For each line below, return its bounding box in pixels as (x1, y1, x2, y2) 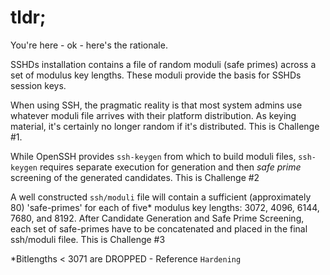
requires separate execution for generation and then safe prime (39, 161, 302, 173)
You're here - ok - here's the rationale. (10, 39, 168, 51)
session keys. (10, 79, 67, 91)
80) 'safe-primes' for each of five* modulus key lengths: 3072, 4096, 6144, (10, 201, 320, 213)
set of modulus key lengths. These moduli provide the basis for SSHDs (10, 69, 302, 81)
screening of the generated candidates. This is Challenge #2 (10, 171, 260, 183)
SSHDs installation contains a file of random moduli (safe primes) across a (10, 58, 317, 70)
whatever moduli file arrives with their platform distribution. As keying (10, 109, 297, 121)
